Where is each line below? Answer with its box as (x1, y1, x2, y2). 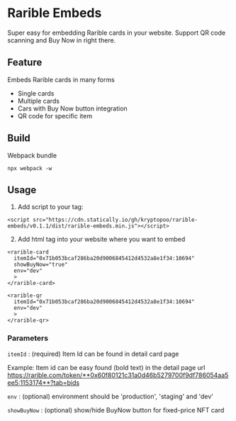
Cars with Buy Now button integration (17, 104, 128, 113)
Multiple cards (17, 96, 60, 105)
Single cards (17, 89, 55, 97)
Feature (7, 57, 43, 69)
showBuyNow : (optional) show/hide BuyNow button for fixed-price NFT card (7, 405, 225, 414)
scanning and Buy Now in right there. (7, 35, 116, 44)
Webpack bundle (7, 151, 57, 159)
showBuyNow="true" (13, 261, 69, 269)
